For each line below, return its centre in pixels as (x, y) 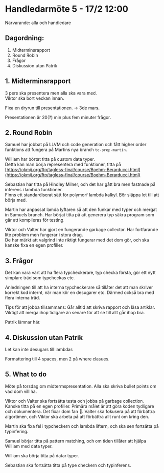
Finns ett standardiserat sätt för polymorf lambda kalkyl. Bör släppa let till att (82, 195)
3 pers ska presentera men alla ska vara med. (51, 93)
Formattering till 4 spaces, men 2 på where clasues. (57, 359)
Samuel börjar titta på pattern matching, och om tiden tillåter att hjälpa (76, 441)
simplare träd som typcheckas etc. (40, 278)
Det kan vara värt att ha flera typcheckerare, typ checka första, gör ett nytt (80, 273)
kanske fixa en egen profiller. (34, 245)
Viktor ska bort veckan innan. (35, 98)
